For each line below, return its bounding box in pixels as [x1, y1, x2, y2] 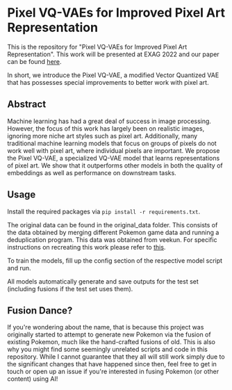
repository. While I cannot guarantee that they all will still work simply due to [7, 352, 225, 361]
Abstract [7, 99, 47, 111]
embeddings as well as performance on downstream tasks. [7, 168, 177, 177]
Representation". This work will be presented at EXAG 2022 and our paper [7, 50, 220, 58]
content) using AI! [7, 375, 58, 383]
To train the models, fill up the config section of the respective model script [7, 256, 223, 265]
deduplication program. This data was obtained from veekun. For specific [7, 235, 217, 244]
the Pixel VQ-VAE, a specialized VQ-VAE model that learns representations [7, 154, 220, 162]
